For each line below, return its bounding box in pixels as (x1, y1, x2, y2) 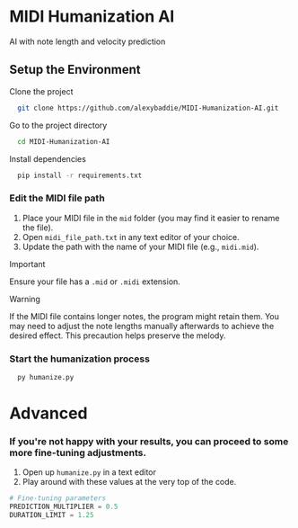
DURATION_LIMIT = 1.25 (9, 511, 94, 520)
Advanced (9, 403, 88, 424)
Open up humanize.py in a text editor (22, 467, 157, 478)
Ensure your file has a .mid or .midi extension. (9, 276, 181, 287)
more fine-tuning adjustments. (9, 446, 146, 459)
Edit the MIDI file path (9, 192, 105, 204)
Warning (9, 293, 40, 304)
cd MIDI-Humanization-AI (17, 137, 110, 146)
